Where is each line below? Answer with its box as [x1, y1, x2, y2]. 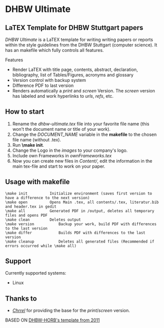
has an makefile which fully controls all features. [5, 47, 104, 53]
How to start [5, 107, 44, 116]
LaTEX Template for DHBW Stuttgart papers [5, 23, 144, 32]
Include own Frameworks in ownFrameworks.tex [12, 152, 112, 158]
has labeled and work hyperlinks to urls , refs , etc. [12, 93, 114, 99]
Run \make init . [12, 142, 44, 148]
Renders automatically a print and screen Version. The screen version [12, 88, 156, 93]
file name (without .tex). [12, 136, 61, 143]
